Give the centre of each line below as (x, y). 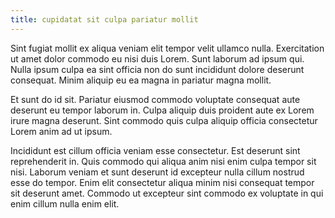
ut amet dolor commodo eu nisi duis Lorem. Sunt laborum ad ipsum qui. (157, 58)
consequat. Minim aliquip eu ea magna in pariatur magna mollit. (141, 80)
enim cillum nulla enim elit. (65, 203)
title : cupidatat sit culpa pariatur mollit (104, 19)
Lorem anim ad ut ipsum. (61, 131)
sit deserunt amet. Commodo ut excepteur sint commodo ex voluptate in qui (167, 193)
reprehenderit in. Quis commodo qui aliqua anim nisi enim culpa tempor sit (163, 161)
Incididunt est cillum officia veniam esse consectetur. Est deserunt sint (155, 150)
